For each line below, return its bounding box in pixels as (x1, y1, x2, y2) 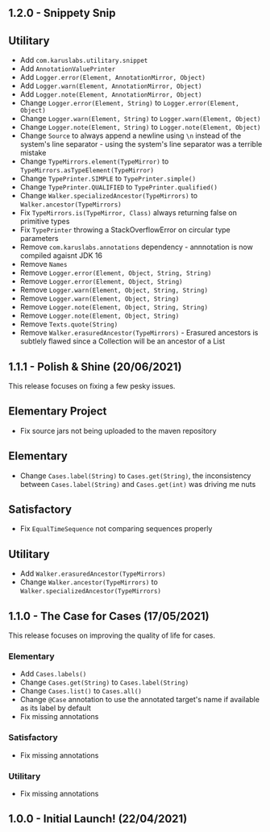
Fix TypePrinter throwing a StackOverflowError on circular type (19, 225, 231, 235)
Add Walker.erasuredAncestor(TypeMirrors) (19, 568, 167, 579)
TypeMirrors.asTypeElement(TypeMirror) (19, 167, 155, 175)
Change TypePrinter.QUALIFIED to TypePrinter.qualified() (19, 182, 218, 192)
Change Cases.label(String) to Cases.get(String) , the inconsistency (19, 471, 251, 480)
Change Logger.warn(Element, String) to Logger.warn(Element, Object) (19, 114, 261, 123)
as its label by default (19, 703, 91, 713)
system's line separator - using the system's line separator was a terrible (19, 139, 263, 149)
